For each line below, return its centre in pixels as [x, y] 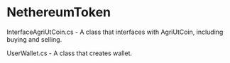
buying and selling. [34, 39]
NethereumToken [59, 12]
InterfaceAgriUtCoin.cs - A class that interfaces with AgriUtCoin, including [115, 32]
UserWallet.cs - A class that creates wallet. [70, 53]
